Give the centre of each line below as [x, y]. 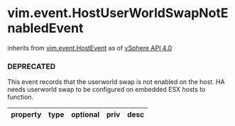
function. [21, 97]
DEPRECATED [32, 66]
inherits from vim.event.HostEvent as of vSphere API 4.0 [90, 48]
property [26, 115]
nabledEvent [45, 28]
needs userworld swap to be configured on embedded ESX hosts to [106, 90]
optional [85, 115]
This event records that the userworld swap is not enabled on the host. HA [116, 82]
